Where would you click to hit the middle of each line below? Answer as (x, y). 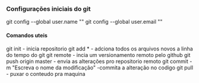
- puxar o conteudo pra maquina (46, 74)
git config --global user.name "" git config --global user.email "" (84, 22)
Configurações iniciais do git (48, 9)
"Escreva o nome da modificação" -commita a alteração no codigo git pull (103, 68)
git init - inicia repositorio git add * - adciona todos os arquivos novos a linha (99, 49)
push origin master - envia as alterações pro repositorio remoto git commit (97, 61)
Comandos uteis (27, 35)
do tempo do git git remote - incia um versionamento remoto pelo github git (98, 55)
